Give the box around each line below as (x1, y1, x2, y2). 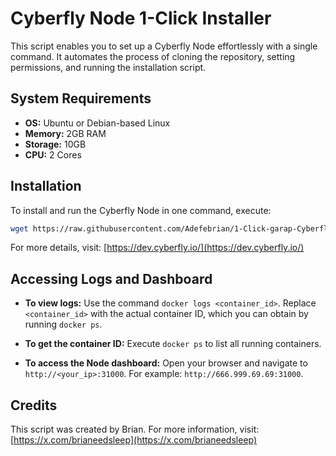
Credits (10, 397, 58, 414)
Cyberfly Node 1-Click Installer (10, 7, 272, 30)
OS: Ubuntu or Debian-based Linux (24, 117, 171, 129)
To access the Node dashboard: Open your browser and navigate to (24, 357, 308, 369)
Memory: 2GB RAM (24, 127, 107, 139)
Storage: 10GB (24, 138, 87, 150)
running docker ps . (24, 318, 103, 331)
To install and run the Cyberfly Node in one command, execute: (10, 204, 272, 216)
